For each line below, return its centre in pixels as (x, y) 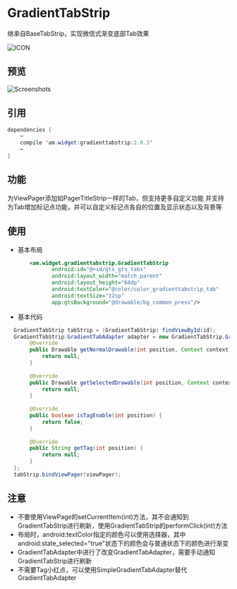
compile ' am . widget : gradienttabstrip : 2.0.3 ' (86, 143)
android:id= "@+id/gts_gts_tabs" (99, 270)
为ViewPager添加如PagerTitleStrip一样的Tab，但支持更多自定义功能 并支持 (116, 198)
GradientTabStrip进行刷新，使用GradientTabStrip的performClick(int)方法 (122, 525)
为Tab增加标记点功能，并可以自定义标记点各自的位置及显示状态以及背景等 (115, 207)
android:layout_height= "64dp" (96, 283)
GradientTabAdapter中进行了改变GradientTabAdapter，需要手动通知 (116, 552)
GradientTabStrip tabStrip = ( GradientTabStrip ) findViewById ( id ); (115, 330)
